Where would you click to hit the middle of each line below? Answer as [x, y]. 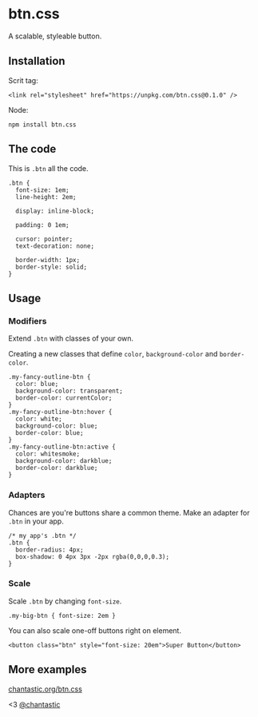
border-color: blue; [50, 433]
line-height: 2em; [46, 197]
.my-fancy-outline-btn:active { [62, 447]
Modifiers [28, 321]
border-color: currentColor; [64, 398]
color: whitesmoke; [48, 454]
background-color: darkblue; [64, 461]
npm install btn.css [43, 125]
